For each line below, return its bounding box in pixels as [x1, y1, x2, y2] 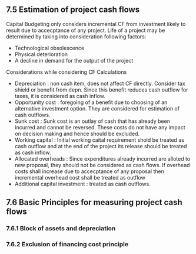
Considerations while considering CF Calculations [6, 68, 127, 76]
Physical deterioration [14, 50, 68, 58]
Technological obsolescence [14, 44, 85, 51]
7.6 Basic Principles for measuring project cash [6, 197, 182, 207]
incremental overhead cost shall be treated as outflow [14, 174, 145, 181]
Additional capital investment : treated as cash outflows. [14, 180, 151, 187]
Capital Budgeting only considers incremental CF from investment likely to [6, 20, 186, 27]
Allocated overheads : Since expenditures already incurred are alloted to [14, 155, 191, 162]
